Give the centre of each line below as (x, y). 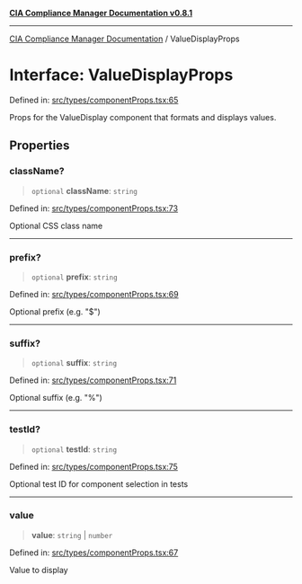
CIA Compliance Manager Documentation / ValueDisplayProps (124, 39)
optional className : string (84, 190)
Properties (40, 146)
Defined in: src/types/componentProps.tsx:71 (93, 380)
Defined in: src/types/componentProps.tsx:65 (94, 100)
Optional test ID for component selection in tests (99, 483)
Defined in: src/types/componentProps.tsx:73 (93, 208)
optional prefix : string (75, 277)
